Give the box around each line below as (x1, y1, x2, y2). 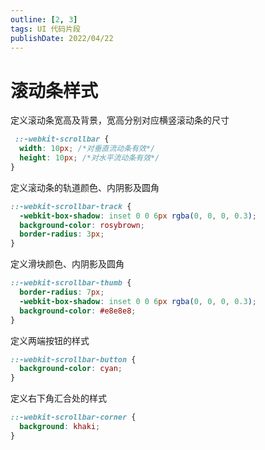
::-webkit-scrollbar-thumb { (10, 278, 132, 288)
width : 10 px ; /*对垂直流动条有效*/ (19, 144, 156, 154)
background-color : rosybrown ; (19, 220, 145, 230)
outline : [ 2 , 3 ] (10, 14, 78, 25)
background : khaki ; (19, 422, 101, 432)
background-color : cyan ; (19, 364, 123, 374)
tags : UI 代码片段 (10, 24, 82, 34)
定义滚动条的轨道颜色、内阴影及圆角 (10, 181, 160, 193)
